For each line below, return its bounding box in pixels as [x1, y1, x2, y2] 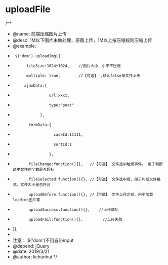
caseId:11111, [53, 132, 83, 137]
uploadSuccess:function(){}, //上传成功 [28, 207, 119, 212]
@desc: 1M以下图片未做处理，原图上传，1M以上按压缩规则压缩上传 [12, 37, 153, 43]
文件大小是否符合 [20, 182, 51, 187]
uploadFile [5, 4, 51, 15]
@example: [12, 43, 36, 49]
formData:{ [28, 122, 52, 127]
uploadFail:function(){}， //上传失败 [28, 217, 122, 222]
